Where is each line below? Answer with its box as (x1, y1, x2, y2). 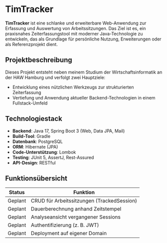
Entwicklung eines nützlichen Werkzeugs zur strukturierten (12, 84, 134, 90)
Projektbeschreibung (5, 56, 72, 64)
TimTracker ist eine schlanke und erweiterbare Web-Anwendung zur (5, 20, 147, 26)
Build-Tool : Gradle (12, 133, 51, 139)
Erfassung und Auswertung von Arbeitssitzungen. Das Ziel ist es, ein (5, 25, 146, 31)
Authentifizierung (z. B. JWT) (30, 221, 99, 228)
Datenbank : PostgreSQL (12, 138, 63, 144)
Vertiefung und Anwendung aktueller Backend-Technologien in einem (12, 94, 156, 100)
